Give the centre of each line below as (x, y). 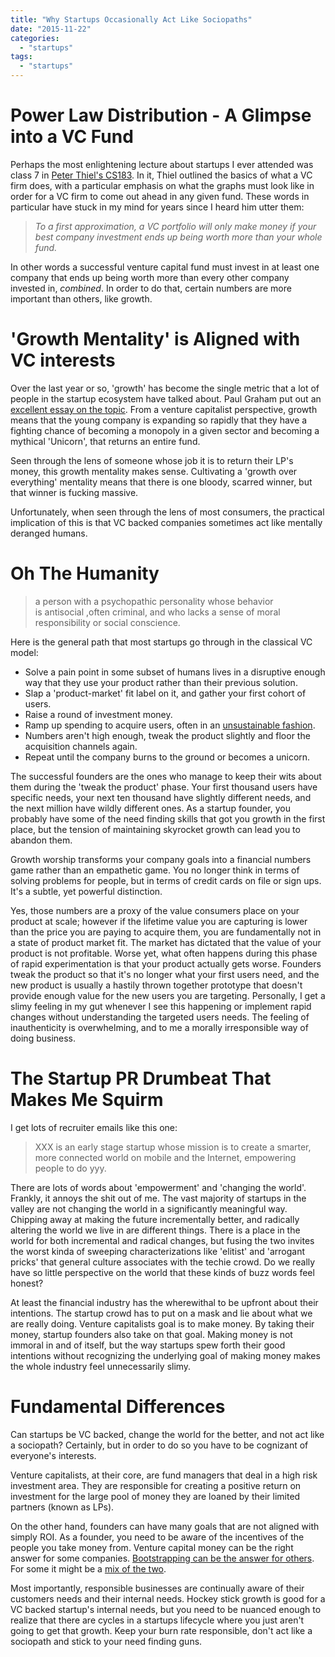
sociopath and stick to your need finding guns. (106, 1641)
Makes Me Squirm (87, 1100)
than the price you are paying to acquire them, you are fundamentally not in (166, 932)
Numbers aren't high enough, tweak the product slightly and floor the (167, 735)
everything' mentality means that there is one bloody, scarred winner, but (161, 482)
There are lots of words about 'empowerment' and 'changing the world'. (158, 1187)
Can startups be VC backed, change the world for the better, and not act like (167, 1434)
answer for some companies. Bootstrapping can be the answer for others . (162, 1558)
